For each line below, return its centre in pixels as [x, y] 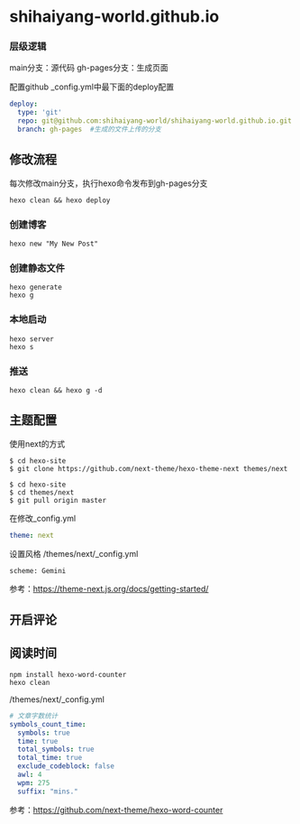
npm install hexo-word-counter [68, 674]
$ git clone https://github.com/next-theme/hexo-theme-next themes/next [149, 468]
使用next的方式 [37, 443]
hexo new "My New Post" [54, 244]
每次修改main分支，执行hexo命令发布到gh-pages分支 [109, 183]
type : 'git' [40, 113]
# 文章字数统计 [34, 716]
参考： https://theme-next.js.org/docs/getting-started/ [109, 588]
